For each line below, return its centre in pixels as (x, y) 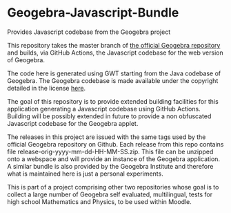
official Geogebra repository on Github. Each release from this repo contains (115, 144)
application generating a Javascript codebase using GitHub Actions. (104, 109)
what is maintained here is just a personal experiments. (85, 174)
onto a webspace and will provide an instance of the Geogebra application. (114, 159)
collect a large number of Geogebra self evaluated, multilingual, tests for (110, 194)
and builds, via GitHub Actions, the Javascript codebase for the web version (115, 53)
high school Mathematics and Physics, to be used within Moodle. (99, 201)
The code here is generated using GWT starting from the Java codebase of (114, 73)
